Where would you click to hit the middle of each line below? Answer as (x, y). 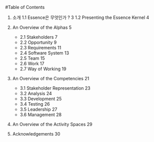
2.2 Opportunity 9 (38, 42)
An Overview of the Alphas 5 (42, 27)
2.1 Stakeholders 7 (38, 37)
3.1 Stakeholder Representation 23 (55, 88)
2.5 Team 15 (32, 58)
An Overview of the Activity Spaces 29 (52, 124)
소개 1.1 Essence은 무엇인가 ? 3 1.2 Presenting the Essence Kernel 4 (81, 17)
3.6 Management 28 (41, 115)
